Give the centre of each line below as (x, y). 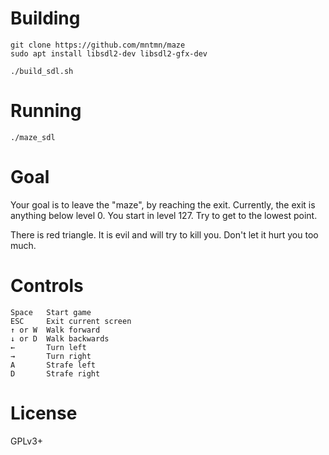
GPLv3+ (27, 441)
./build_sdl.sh (42, 71)
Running (46, 111)
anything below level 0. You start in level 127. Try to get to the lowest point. (164, 215)
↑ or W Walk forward (55, 330)
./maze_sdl (33, 137)
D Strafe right (55, 373)
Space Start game (51, 312)
